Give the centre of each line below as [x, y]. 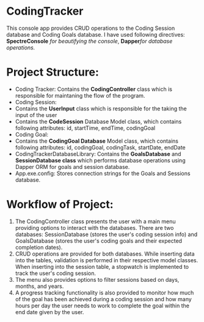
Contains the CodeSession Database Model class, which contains [98, 121]
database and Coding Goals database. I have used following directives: [96, 34]
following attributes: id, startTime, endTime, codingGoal [85, 128]
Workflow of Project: [60, 205]
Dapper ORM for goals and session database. [72, 166]
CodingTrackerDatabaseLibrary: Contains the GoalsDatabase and [98, 154]
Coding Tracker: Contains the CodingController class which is [94, 89]
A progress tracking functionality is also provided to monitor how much [104, 292]
